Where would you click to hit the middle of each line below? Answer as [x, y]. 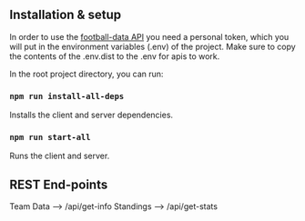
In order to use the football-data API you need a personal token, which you [149, 36]
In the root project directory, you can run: [86, 74]
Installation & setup [65, 15]
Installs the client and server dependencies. [91, 115]
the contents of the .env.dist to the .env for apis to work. [115, 56]
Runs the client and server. [60, 156]
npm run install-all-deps [67, 96]
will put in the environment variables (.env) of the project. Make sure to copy [152, 46]
